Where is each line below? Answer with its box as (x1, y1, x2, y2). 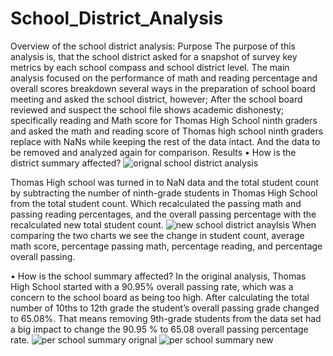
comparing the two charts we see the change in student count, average (10, 229, 305, 241)
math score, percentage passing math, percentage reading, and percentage (10, 240, 323, 252)
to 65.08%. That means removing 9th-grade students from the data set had (10, 312, 322, 324)
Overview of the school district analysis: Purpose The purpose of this (10, 40, 297, 52)
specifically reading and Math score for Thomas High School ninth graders (10, 114, 318, 126)
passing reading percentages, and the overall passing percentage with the (10, 208, 317, 220)
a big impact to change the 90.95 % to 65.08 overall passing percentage (10, 323, 309, 335)
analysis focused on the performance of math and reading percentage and (10, 72, 318, 84)
